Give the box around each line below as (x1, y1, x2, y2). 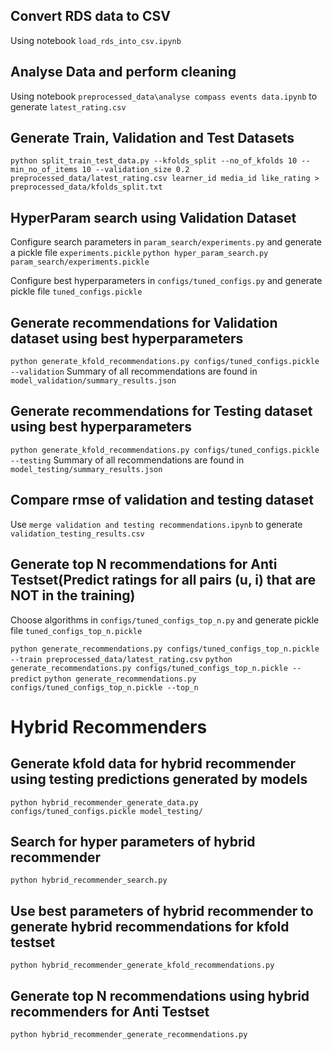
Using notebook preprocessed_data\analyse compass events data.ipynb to (10, 90, 318, 102)
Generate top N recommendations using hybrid (10, 987, 310, 1004)
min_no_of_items (10, 165, 78, 175)
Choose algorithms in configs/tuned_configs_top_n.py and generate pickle (10, 614, 320, 626)
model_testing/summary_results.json (10, 464, 163, 474)
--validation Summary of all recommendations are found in (10, 365, 258, 378)
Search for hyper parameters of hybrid (10, 833, 256, 850)
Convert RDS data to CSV (10, 8, 171, 25)
